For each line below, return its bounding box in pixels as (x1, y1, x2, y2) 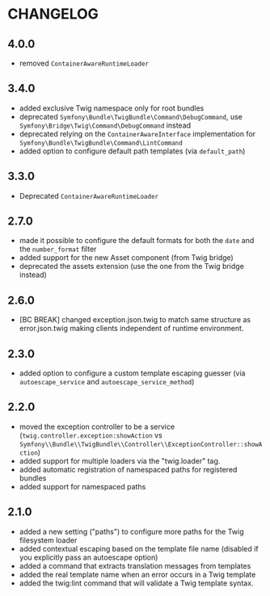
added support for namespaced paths (19, 481, 146, 491)
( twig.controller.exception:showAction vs (19, 430, 162, 440)
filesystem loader (19, 535, 78, 545)
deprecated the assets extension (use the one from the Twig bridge (19, 262, 244, 271)
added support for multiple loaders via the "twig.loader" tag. (19, 455, 221, 465)
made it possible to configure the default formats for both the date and (19, 236, 255, 246)
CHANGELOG (7, 5, 99, 23)
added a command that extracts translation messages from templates (19, 560, 251, 570)
